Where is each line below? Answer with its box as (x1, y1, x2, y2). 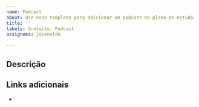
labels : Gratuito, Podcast (6, 25, 74, 32)
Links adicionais (6, 79, 69, 89)
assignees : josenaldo (6, 31, 61, 37)
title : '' (6, 20, 31, 26)
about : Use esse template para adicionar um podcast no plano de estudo (6, 15, 194, 21)
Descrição (6, 59, 46, 70)
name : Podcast (6, 8, 42, 15)
